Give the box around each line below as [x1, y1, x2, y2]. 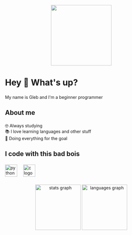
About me [5, 109, 35, 117]
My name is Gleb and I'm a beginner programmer [5, 94, 103, 100]
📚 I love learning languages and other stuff [5, 128, 91, 135]
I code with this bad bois [5, 150, 80, 158]
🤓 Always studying [5, 123, 43, 129]
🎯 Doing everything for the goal [5, 136, 68, 141]
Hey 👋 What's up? [5, 77, 78, 88]
